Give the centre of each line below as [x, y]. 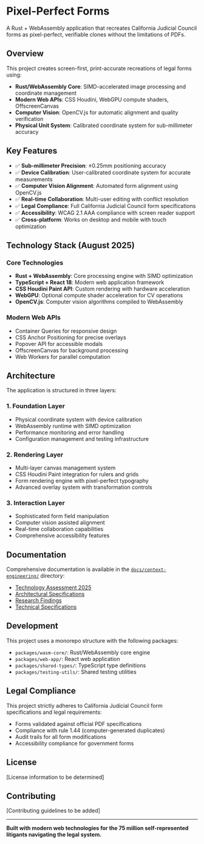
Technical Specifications [46, 607]
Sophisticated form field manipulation [62, 516]
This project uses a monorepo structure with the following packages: [92, 640]
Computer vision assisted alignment [60, 523]
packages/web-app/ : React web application [67, 659]
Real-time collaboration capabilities [59, 529]
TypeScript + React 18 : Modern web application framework [90, 282]
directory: [53, 576]
